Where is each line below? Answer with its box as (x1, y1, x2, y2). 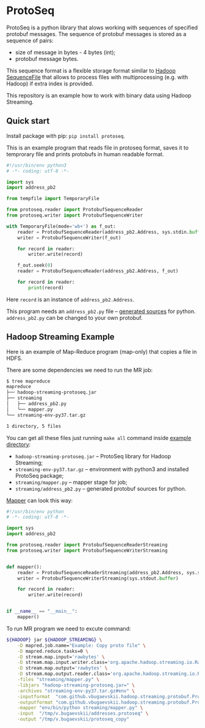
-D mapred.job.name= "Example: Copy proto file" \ (17, 642, 146, 649)
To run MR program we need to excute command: (6, 625, 131, 632)
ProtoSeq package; (15, 472, 64, 479)
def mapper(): (6, 564, 43, 570)
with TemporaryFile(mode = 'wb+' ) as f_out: (6, 223, 116, 229)
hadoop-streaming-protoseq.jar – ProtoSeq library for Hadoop (15, 452, 171, 460)
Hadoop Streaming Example (6, 332, 115, 342)
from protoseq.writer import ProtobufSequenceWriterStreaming (6, 547, 168, 553)
